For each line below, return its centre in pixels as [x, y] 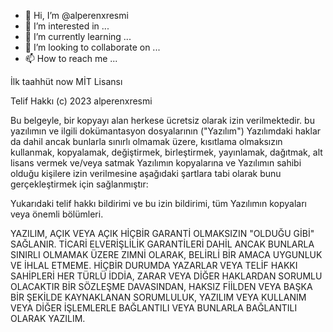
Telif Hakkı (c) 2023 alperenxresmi [81, 101]
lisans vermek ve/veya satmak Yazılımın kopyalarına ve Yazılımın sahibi [156, 163]
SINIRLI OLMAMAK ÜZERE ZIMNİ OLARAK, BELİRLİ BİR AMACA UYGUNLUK [166, 254]
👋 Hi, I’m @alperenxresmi [76, 15]
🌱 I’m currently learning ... [78, 36]
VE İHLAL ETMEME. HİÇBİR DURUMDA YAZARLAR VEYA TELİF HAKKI [154, 265]
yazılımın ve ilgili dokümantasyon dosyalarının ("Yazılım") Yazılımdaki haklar [166, 131]
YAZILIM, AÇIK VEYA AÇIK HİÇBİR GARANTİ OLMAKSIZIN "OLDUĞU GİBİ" [162, 233]
